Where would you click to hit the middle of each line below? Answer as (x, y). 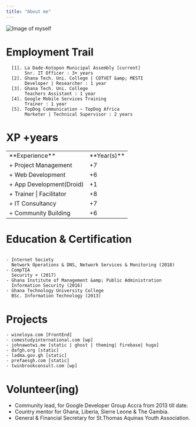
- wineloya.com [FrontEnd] (39, 335)
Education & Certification (69, 239)
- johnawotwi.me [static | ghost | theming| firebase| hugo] (83, 345)
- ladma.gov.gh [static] (36, 356)
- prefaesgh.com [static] (38, 361)
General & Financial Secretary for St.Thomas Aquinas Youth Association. (102, 418)
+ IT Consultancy (33, 203)
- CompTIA (18, 270)
